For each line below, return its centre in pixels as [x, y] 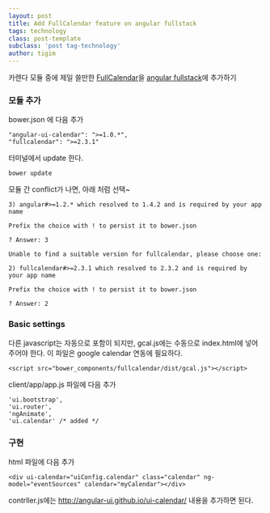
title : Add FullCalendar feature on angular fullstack [103, 23]
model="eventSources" [45, 484]
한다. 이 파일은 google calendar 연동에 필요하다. [106, 353]
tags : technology [38, 31]
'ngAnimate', [30, 413]
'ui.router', [30, 407]
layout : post [30, 16]
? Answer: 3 [28, 240]
